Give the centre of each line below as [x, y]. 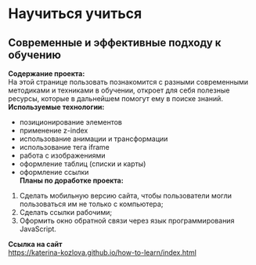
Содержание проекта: [47, 74]
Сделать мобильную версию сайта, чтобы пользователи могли [126, 196]
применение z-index [54, 131]
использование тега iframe [64, 147]
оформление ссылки [54, 172]
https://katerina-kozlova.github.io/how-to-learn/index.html [103, 252]
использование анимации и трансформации [94, 139]
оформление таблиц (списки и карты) [83, 164]
